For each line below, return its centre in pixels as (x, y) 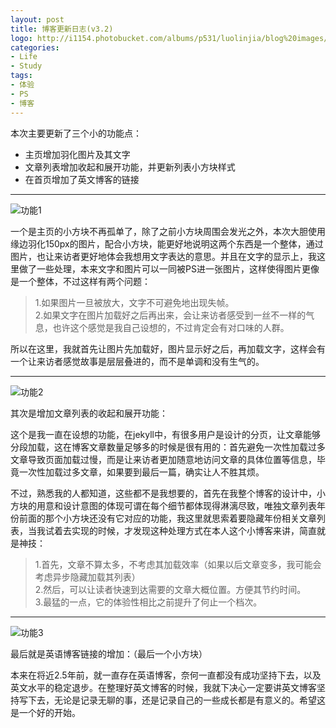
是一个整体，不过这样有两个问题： (80, 281)
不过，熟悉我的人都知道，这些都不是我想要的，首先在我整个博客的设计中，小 (168, 493)
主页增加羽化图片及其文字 (77, 154)
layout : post (37, 19)
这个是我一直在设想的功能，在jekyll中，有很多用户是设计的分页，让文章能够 (165, 434)
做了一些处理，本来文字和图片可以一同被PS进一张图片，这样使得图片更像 (169, 268)
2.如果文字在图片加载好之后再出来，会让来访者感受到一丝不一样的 (170, 315)
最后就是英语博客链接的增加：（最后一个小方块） (109, 653)
